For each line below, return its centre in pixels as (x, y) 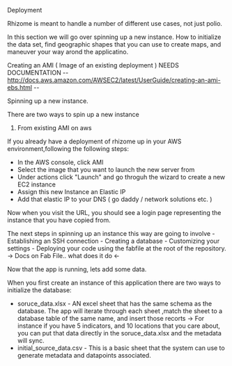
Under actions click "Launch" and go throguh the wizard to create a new (121, 177)
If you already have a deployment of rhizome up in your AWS (94, 141)
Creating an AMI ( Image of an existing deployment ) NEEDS (93, 65)
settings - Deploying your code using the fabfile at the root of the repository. (117, 248)
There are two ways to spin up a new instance (73, 114)
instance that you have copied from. (59, 220)
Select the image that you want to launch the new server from (106, 169)
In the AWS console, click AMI (60, 162)
